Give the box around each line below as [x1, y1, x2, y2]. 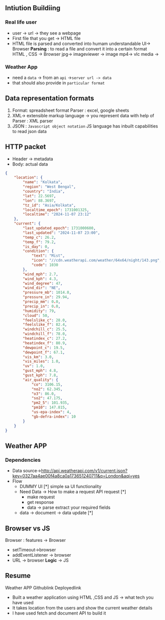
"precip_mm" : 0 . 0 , [23, 299, 61, 305]
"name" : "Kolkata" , [23, 180, 63, 185]
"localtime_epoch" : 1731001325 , [23, 207, 90, 212]
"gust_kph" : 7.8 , [23, 373, 58, 378]
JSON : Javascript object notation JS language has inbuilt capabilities [12, 123, 159, 129]
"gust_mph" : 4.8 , [23, 368, 58, 373]
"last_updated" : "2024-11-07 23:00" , [23, 230, 100, 235]
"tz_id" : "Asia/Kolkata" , [23, 203, 76, 208]
